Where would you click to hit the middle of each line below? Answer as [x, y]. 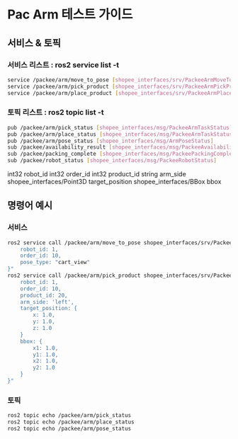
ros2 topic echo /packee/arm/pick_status [69, 416]
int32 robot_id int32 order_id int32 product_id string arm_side [97, 174]
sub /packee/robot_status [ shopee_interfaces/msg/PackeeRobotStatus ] [112, 161]
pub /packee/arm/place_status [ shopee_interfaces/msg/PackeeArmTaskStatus [120, 134]
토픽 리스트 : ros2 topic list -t [56, 113]
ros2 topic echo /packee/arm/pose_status [69, 429]
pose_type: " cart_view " [55, 263]
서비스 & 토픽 [34, 43]
